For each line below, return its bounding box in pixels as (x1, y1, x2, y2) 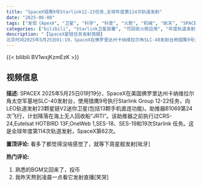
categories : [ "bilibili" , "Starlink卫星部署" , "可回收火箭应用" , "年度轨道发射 (6, 25, 195, 32)
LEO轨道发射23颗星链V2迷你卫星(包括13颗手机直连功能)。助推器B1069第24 (6, 104, 193, 112)
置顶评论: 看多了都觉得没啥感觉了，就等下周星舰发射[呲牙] (6, 140, 150, 147)
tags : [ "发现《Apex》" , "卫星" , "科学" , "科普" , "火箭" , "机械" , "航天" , (6, 20, 179, 26)
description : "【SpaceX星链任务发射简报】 (6, 31, 105, 37)
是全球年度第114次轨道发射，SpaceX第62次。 (6, 127, 119, 135)
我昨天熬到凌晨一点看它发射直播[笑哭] (14, 173, 109, 181)
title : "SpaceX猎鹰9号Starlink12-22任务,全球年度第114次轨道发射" (6, 8, 162, 15)
